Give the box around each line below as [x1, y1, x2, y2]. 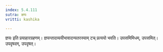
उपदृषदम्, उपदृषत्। [5, 41, 37, 47]
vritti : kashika [5, 17, 40, 22]
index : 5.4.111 [5, 7, 38, 13]
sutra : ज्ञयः [5, 12, 27, 17]
